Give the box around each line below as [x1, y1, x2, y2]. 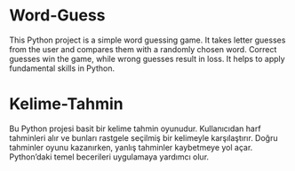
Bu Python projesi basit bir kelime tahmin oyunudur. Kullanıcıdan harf [9, 123, 261, 134]
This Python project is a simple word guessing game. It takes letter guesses [9, 35, 286, 45]
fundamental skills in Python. [9, 63, 116, 74]
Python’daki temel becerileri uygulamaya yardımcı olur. [9, 152, 210, 162]
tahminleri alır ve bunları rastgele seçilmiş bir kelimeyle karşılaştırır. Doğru [9, 132, 278, 143]
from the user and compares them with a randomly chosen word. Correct [9, 43, 277, 54]
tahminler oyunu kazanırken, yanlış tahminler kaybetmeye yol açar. [9, 142, 253, 152]
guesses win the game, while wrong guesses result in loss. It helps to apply [9, 53, 286, 64]
